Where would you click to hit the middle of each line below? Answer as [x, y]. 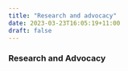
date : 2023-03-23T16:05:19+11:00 [64, 23]
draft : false [30, 30]
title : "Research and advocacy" [62, 16]
